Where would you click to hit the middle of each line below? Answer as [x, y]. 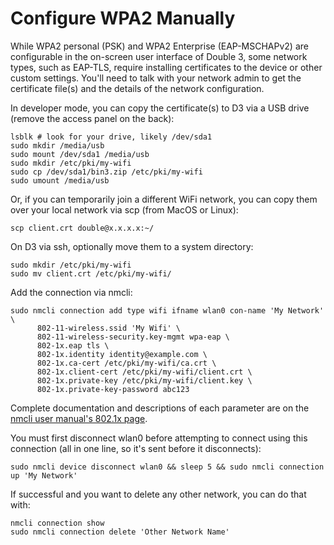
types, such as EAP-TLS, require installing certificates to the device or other [166, 67]
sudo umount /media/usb [60, 180]
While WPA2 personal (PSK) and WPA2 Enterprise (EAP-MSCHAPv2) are [159, 46]
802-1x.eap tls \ [73, 345]
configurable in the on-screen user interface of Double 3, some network [159, 56]
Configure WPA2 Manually [123, 18]
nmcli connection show [57, 523]
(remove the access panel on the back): [92, 118]
